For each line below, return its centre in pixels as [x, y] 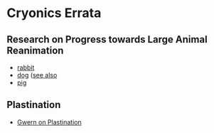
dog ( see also [37, 75]
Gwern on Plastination [49, 122]
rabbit [26, 68]
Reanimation [35, 50]
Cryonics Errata [54, 13]
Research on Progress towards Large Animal [107, 39]
